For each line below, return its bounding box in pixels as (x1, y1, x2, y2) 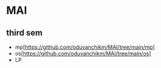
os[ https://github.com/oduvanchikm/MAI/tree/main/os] (14, 50, 151, 57)
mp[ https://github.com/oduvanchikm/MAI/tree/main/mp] (14, 43, 155, 51)
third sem (6, 28, 43, 38)
